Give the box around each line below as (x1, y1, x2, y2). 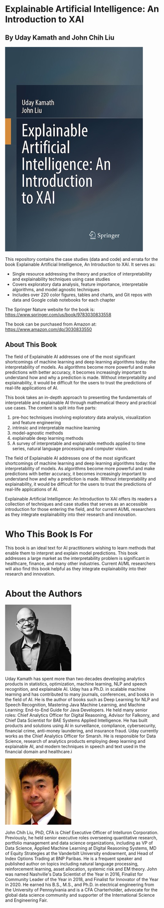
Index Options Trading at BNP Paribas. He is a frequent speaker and (5, 856, 142, 861)
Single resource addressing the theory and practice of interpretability (12, 271, 152, 277)
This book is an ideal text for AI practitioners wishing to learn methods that (5, 545, 156, 551)
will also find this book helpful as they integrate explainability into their (5, 565, 147, 572)
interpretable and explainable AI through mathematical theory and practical (5, 400, 157, 405)
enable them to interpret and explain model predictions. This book (5, 550, 138, 556)
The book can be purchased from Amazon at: (5, 321, 97, 327)
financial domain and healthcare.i (5, 749, 72, 755)
